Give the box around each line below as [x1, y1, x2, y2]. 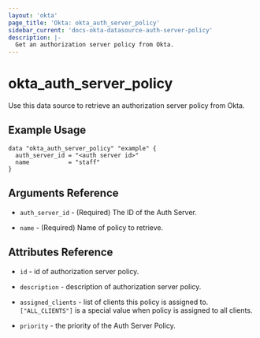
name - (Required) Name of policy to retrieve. [19, 222, 164, 232]
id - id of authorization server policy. [19, 266, 139, 276]
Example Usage [8, 124, 87, 137]
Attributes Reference [8, 246, 113, 259]
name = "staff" [15, 158, 101, 166]
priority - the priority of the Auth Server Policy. [19, 321, 176, 330]
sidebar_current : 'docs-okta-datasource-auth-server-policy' [8, 26, 214, 34]
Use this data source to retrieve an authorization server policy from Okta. [8, 101, 245, 110]
